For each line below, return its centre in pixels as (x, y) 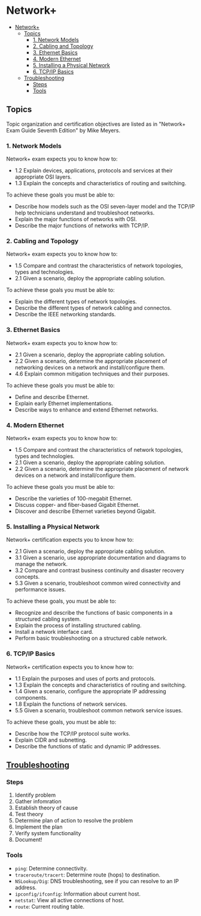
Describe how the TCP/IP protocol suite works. (72, 733)
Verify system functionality (48, 833)
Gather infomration (38, 802)
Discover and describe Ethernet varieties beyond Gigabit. (86, 511)
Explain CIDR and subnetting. (51, 740)
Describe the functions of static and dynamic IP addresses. (88, 746)
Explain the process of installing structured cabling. (78, 625)
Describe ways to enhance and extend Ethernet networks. (86, 409)
